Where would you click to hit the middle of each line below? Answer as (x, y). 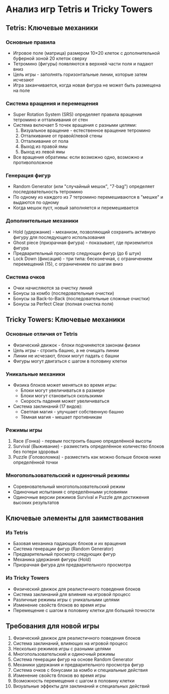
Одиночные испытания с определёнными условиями (70, 492)
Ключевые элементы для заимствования (75, 518)
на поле (21, 90)
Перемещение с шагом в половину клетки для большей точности (84, 610)
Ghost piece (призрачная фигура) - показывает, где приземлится (83, 242)
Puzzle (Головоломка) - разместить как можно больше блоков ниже (87, 457)
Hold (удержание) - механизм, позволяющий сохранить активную (84, 232)
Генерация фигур (28, 176)
